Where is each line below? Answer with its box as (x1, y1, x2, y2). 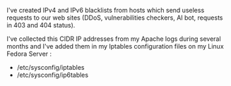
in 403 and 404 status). (6, 21, 76, 29)
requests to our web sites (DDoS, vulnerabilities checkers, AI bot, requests (6, 13, 223, 22)
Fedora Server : (6, 49, 52, 58)
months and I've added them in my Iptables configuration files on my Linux (6, 42, 224, 50)
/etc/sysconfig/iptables (16, 63, 85, 71)
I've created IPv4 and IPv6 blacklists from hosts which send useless (6, 6, 205, 14)
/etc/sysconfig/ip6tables (16, 70, 89, 79)
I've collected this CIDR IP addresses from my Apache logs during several (6, 35, 221, 43)
